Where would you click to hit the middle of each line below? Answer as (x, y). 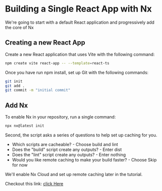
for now (20, 165)
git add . (15, 86)
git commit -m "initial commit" (38, 90)
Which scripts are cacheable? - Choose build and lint (65, 144)
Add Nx (16, 105)
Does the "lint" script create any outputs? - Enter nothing (69, 154)
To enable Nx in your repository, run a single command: (60, 117)
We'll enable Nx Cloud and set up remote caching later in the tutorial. (74, 174)
